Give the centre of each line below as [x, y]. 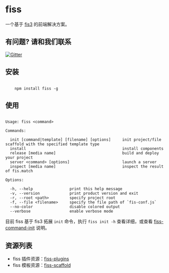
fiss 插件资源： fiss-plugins [41, 259]
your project [19, 158]
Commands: [16, 131]
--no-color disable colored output [65, 207]
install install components [87, 149]
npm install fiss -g [36, 88]
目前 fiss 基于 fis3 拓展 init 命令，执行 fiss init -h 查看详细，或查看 [79, 221]
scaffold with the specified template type [52, 144]
